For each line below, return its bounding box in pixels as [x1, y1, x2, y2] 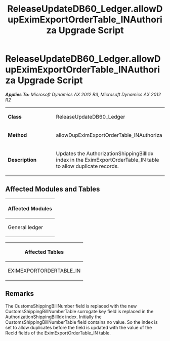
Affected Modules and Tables [5, 185, 100, 194]
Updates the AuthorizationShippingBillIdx [56, 150, 154, 157]
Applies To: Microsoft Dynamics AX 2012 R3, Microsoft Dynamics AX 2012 [5, 91, 161, 97]
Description [8, 156, 37, 163]
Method [8, 131, 27, 138]
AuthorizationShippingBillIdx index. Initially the [5, 314, 102, 320]
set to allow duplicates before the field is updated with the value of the [5, 324, 152, 330]
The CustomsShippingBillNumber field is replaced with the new [5, 302, 137, 309]
